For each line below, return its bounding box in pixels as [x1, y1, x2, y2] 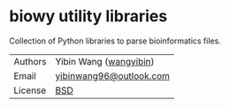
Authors [13, 55, 47, 67]
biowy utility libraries [9, 6, 168, 27]
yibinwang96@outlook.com [55, 69, 170, 81]
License [13, 84, 47, 96]
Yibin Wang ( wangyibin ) [55, 55, 155, 67]
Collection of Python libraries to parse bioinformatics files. [9, 35, 221, 46]
